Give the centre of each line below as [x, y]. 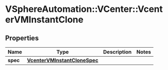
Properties [22, 38]
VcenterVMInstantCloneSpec [62, 60]
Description [117, 52]
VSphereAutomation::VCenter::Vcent [84, 9]
